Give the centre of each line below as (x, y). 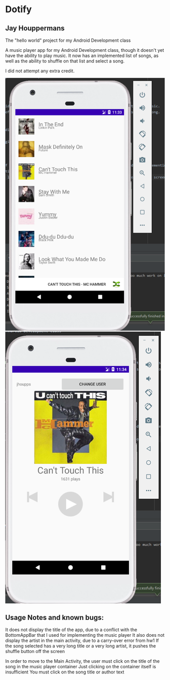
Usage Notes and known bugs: (55, 618)
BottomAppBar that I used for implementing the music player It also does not (85, 635)
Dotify (18, 9)
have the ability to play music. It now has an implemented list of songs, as (82, 55)
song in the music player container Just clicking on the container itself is (81, 667)
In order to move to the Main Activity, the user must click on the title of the (82, 661)
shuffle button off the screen (35, 652)
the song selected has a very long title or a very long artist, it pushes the (80, 646)
